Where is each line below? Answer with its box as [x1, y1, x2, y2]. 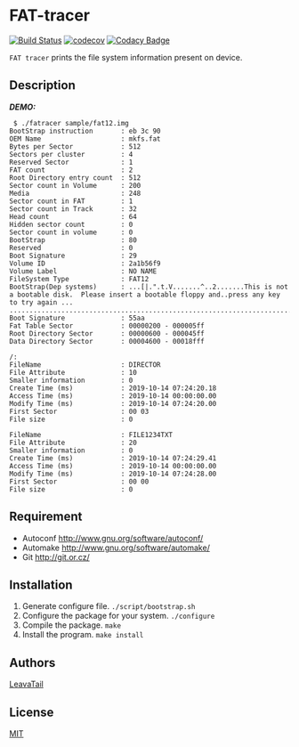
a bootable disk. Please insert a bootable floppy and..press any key [9, 290, 280, 299]
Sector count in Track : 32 [9, 204, 138, 214]
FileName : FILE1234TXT [9, 430, 174, 439]
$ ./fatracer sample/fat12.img [12, 118, 129, 127]
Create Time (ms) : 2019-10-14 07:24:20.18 [9, 384, 217, 393]
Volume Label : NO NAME [9, 266, 158, 276]
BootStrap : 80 [9, 235, 138, 245]
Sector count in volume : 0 [9, 228, 133, 237]
